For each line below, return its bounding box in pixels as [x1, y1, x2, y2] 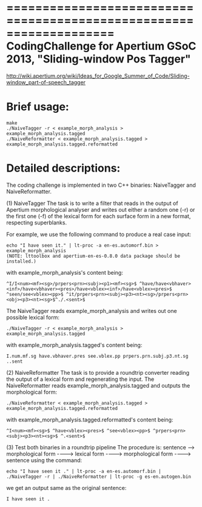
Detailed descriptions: [6, 161, 121, 175]
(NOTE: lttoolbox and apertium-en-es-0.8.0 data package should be [6, 253, 181, 259]
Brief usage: [6, 100, 70, 114]
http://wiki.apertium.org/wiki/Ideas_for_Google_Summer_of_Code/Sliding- [6, 72, 190, 79]
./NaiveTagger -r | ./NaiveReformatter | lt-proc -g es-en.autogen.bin [6, 474, 191, 480]
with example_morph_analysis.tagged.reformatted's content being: [6, 416, 173, 423]
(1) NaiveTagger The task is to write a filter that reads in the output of [6, 200, 178, 207]
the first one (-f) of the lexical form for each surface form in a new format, [6, 212, 191, 220]
